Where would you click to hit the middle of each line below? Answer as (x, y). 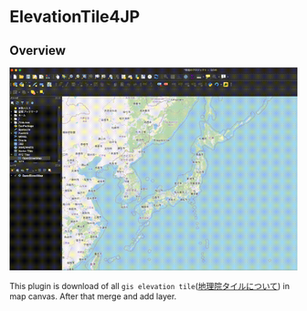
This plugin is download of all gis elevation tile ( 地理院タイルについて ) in (150, 286)
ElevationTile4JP (74, 17)
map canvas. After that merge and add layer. (93, 296)
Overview (38, 51)
